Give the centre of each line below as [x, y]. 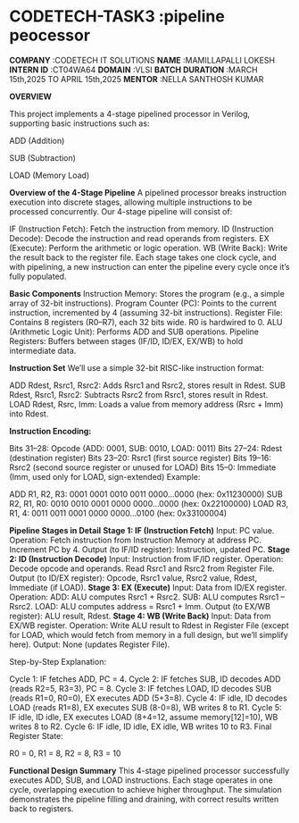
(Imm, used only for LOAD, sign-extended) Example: [105, 476]
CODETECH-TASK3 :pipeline [117, 17]
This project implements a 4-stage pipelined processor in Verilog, [130, 113]
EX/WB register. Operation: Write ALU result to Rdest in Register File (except [149, 625]
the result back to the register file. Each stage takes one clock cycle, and [143, 257]
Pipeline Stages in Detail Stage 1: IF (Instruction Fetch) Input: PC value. [142, 530]
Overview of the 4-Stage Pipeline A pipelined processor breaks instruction [148, 192]
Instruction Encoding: [50, 431]
